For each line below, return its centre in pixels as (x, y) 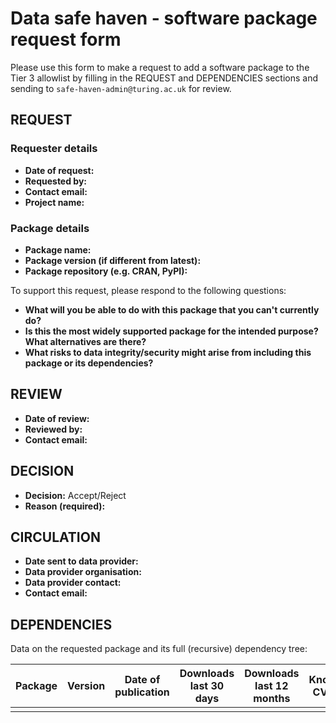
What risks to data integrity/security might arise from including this (168, 352)
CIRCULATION (55, 537)
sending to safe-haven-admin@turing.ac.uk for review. (121, 88)
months (272, 699)
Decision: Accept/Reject (75, 495)
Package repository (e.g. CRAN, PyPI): (106, 271)
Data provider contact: (73, 583)
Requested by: (56, 181)
